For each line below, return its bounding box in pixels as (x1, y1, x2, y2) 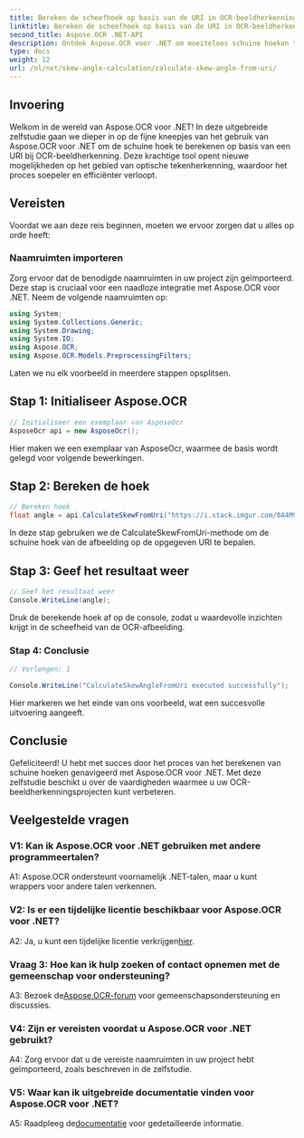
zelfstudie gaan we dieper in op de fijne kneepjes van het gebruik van (9, 130, 270, 141)
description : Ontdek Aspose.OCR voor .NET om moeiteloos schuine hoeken (9, 38, 290, 48)
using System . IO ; (9, 334, 75, 344)
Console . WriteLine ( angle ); (9, 595, 111, 605)
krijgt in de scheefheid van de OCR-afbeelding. (9, 621, 185, 632)
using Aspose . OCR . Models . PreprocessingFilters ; (9, 351, 193, 360)
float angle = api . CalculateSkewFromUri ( (9, 511, 168, 521)
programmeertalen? (9, 850, 100, 863)
